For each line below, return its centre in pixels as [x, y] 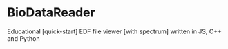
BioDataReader [51, 13]
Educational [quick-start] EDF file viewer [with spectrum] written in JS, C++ [115, 31]
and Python [23, 38]
